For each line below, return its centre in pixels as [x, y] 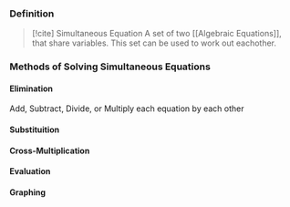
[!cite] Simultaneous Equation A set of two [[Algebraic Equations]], [157, 34]
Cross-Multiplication [50, 150]
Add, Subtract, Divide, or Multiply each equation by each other [127, 109]
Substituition [35, 129]
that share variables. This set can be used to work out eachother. [154, 43]
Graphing [28, 192]
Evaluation [30, 171]
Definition [32, 14]
